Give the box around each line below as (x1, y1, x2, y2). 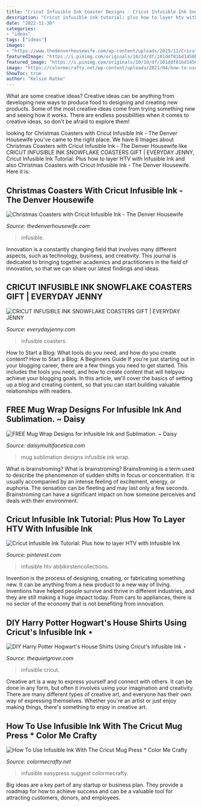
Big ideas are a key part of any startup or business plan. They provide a (6, 781, 183, 788)
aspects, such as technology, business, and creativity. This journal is (6, 252, 176, 259)
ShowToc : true (6, 70, 42, 76)
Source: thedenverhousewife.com (6, 222, 90, 229)
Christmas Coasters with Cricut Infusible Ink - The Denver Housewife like (6, 143, 188, 150)
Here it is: (6, 168, 30, 175)
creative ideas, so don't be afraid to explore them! (6, 118, 130, 125)
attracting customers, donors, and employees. (6, 794, 121, 801)
